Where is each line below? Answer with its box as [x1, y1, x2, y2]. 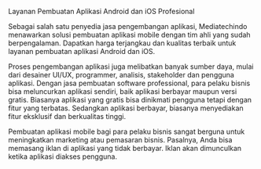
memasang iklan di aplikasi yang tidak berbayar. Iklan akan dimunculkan [8, 144, 242, 153]
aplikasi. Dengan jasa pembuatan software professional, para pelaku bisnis [8, 78, 251, 88]
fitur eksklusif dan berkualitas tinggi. [8, 112, 127, 120]
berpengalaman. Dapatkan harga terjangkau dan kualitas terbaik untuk [8, 38, 237, 48]
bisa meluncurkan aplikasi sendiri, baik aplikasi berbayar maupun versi [8, 87, 237, 96]
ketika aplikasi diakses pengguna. [8, 152, 118, 161]
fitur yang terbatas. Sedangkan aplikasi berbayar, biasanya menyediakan [8, 103, 244, 113]
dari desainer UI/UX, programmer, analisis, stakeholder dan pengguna [8, 70, 234, 79]
